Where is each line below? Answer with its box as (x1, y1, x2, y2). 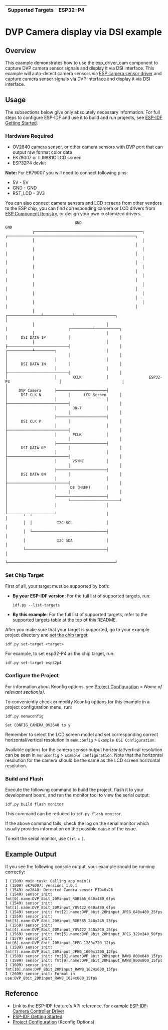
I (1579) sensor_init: (5, 936, 53, 941)
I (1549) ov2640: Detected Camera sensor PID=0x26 (5, 887, 113, 892)
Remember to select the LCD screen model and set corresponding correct (5, 731, 158, 738)
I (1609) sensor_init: (5, 962, 53, 967)
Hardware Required (5, 132, 54, 139)
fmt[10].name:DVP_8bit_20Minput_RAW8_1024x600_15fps (5, 966, 118, 972)
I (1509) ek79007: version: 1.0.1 (5, 883, 78, 888)
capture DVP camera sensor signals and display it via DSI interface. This (5, 65, 154, 71)
